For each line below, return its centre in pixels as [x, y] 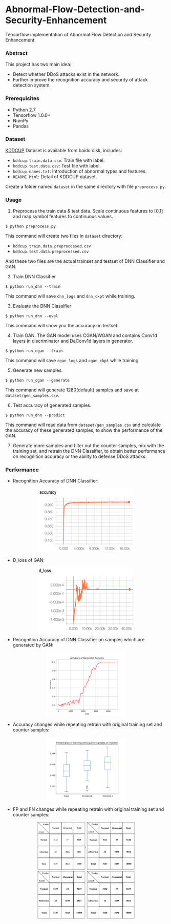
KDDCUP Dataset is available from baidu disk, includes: [64, 150]
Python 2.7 [24, 110]
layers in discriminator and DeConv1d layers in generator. [73, 341]
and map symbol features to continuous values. [63, 217]
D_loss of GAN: [29, 560]
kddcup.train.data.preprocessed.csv [52, 246]
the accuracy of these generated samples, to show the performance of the [84, 430]
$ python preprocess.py [31, 226]
